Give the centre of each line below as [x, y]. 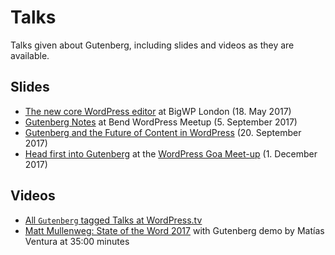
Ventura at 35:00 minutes [77, 241]
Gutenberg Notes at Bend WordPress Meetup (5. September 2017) [161, 122]
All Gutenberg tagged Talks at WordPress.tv [113, 220]
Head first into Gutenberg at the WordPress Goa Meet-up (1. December [171, 153]
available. [30, 55]
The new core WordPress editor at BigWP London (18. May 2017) [158, 111]
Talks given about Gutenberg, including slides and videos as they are [152, 45]
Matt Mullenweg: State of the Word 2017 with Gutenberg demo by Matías [174, 230]
